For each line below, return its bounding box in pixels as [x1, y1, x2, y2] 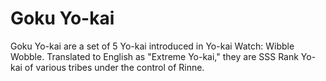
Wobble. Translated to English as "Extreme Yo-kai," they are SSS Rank [10, 50, 299, 62]
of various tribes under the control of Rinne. [24, 61, 205, 73]
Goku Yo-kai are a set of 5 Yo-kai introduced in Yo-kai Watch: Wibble [10, 40, 295, 52]
